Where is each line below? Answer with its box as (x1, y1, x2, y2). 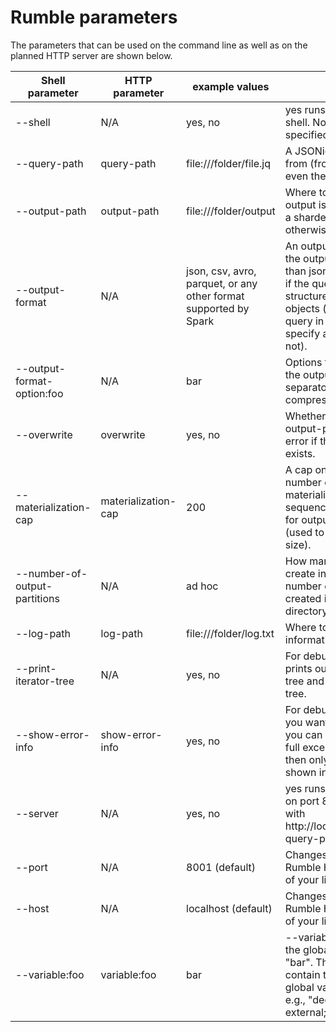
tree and (284, 674, 325, 688)
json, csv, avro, (186, 264, 257, 278)
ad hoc (186, 579, 219, 593)
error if (284, 434, 318, 448)
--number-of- (15, 566, 88, 580)
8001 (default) (186, 860, 256, 874)
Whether (284, 409, 327, 423)
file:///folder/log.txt (186, 626, 275, 640)
